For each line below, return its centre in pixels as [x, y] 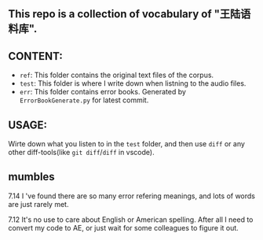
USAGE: [28, 125]
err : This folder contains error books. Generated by [103, 92]
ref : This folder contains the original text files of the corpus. [117, 75]
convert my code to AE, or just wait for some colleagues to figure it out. [124, 227]
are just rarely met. [38, 204]
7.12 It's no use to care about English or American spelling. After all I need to [131, 220]
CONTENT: [35, 56]
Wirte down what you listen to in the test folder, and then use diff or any [127, 144]
